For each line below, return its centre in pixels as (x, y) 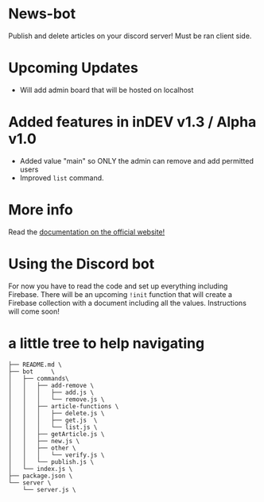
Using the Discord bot (82, 264)
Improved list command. (62, 178)
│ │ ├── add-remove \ (51, 385)
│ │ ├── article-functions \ (64, 406)
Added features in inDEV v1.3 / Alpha (132, 122)
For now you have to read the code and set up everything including (118, 286)
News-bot (42, 14)
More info (41, 210)
